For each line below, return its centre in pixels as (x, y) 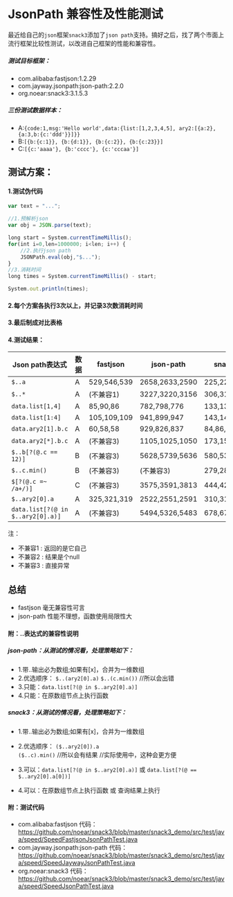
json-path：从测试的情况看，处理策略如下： (71, 651)
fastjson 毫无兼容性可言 (52, 608)
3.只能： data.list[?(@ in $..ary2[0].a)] (78, 686)
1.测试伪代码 (26, 191)
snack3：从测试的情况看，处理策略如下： (67, 713)
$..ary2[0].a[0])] (44, 776)
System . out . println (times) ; (48, 289)
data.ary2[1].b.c (40, 429)
